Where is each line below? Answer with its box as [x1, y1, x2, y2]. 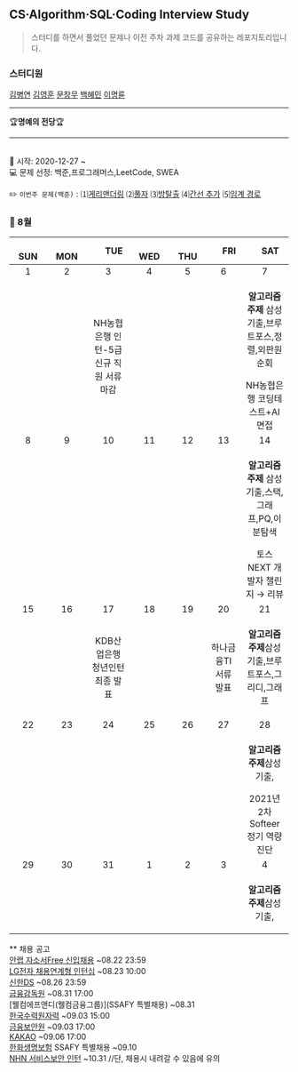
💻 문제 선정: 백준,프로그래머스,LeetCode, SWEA [9, 167, 179, 178]
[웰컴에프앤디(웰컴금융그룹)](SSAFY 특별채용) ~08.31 [9, 999, 195, 1010]
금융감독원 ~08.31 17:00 [9, 988, 94, 999]
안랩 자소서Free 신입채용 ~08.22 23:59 [9, 955, 146, 965]
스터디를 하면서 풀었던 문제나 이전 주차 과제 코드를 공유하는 [30, 31, 235, 43]
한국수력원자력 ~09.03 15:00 [9, 1011, 111, 1021]
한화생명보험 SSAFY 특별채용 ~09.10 [9, 1042, 137, 1052]
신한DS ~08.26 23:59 [9, 977, 87, 988]
